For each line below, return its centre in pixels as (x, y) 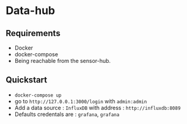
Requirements (33, 33)
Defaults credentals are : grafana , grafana (67, 114)
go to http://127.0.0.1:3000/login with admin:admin (81, 101)
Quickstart (27, 80)
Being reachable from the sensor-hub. (63, 61)
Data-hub (31, 11)
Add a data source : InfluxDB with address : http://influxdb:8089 (97, 108)
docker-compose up (38, 95)
